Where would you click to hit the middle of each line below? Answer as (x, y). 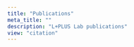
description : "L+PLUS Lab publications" (68, 26)
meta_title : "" (30, 20)
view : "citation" (33, 33)
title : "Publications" (41, 13)
